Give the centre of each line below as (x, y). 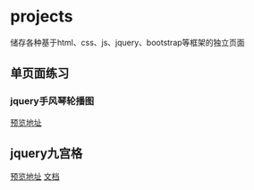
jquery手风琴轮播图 (52, 101)
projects (42, 17)
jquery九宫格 (47, 154)
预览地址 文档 (35, 177)
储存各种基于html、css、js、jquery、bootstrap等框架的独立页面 (127, 42)
